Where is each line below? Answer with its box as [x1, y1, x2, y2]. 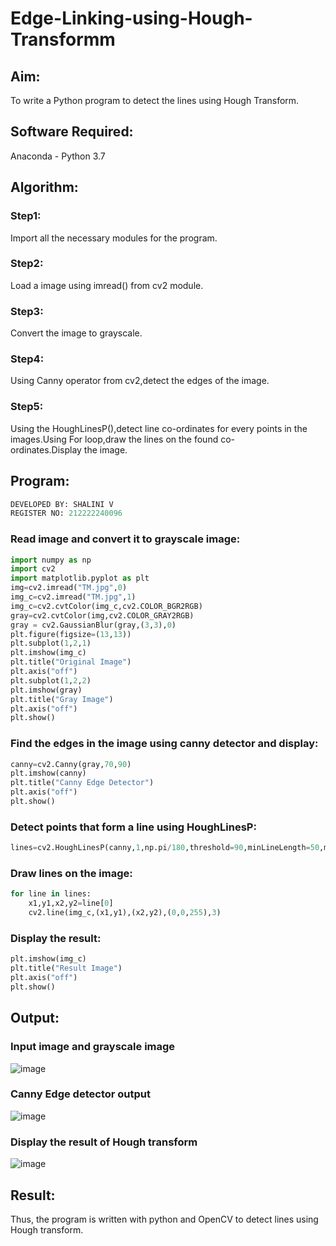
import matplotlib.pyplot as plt [10, 573, 150, 584]
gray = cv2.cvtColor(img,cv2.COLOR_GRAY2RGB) [10, 610, 195, 621]
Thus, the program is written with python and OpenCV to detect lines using [10, 1213, 319, 1225]
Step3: [10, 304, 44, 318]
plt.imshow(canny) [10, 768, 87, 779]
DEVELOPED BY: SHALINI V [10, 499, 114, 509]
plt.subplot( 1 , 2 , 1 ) [10, 638, 92, 649]
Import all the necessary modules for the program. [10, 232, 218, 244]
